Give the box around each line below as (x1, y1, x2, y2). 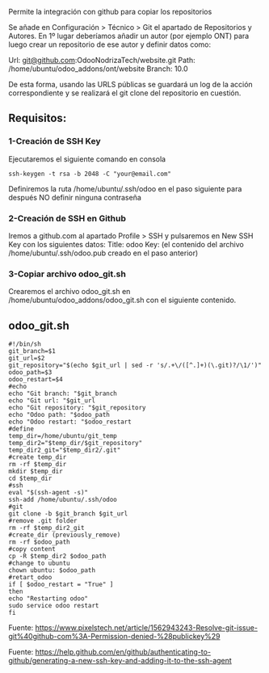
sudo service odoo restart (8, 602, 99, 610)
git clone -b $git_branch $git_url (8, 510, 128, 518)
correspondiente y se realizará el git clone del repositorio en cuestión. (8, 88, 242, 98)
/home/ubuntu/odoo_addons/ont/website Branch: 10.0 (8, 64, 188, 74)
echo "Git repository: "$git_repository (8, 404, 147, 412)
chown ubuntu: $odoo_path (8, 566, 95, 574)
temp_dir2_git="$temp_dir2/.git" (8, 446, 121, 455)
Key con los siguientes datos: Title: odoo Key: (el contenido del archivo (8, 239, 244, 249)
